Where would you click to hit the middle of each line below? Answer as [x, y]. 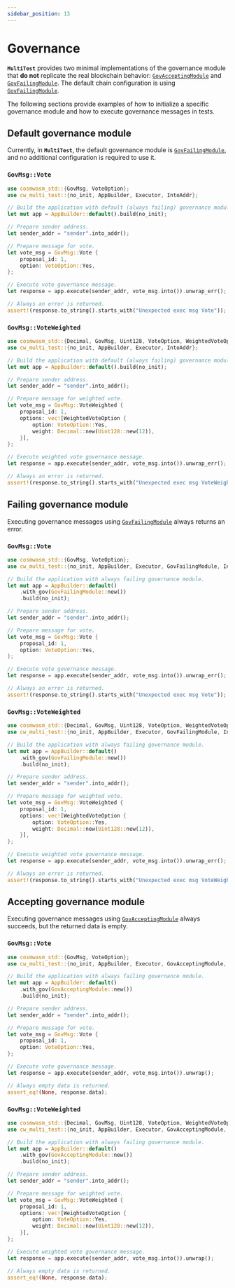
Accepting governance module [76, 902]
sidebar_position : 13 [39, 14]
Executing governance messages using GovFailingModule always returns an [116, 521]
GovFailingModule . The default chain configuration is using [92, 83]
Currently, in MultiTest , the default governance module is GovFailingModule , [117, 150]
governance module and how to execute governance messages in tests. [111, 111]
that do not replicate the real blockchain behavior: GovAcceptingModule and [114, 75]
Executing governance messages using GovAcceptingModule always [104, 918]
